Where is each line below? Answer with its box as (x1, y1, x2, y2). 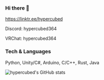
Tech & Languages (5, 48, 51, 55)
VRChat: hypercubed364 (5, 35, 56, 42)
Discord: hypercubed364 (5, 26, 57, 32)
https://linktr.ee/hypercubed (5, 16, 63, 22)
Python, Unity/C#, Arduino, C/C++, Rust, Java (5, 59, 99, 65)
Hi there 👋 (5, 5, 30, 12)
